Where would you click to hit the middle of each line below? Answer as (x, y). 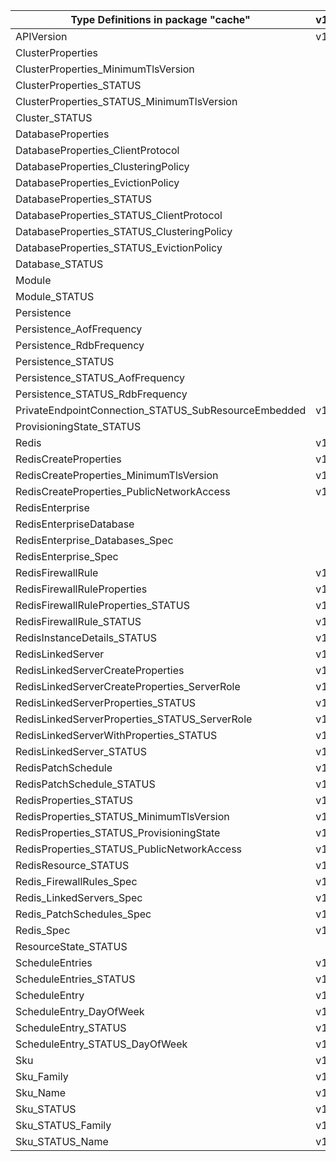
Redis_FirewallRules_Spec (76, 881)
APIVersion (41, 36)
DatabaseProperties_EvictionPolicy (97, 182)
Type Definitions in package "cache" (160, 19)
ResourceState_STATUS (71, 946)
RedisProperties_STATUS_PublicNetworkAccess (129, 849)
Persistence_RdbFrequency (80, 345)
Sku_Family (42, 1076)
